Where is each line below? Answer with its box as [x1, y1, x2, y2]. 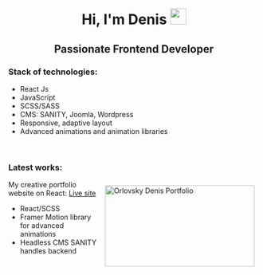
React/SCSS [19, 204, 61, 214]
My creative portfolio [8, 180, 77, 190]
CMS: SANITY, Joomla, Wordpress [19, 109, 134, 119]
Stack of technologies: [8, 66, 98, 77]
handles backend [19, 246, 77, 256]
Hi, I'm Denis [81, 10, 167, 29]
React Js [19, 84, 49, 93]
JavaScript [19, 92, 56, 102]
